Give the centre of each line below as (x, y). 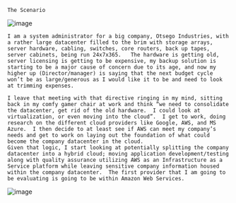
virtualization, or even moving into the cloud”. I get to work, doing (117, 117)
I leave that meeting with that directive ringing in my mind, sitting (115, 98)
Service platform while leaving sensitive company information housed (113, 166)
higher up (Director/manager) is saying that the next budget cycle (110, 74)
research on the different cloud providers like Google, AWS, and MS (112, 123)
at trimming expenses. (41, 86)
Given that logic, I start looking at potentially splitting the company (118, 148)
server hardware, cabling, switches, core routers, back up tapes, (109, 49)
